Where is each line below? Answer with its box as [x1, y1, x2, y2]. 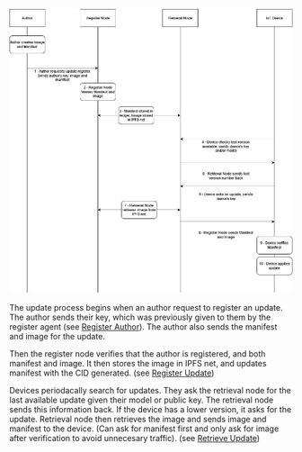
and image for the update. [9, 330, 106, 341]
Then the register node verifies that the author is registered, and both [9, 348, 266, 359]
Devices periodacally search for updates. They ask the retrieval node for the [9, 384, 292, 395]
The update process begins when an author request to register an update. [9, 302, 283, 312]
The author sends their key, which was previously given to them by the [9, 312, 271, 322]
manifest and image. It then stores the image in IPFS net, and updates [9, 357, 267, 368]
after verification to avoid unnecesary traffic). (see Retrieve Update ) [9, 432, 261, 443]
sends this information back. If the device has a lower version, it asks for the [9, 403, 292, 414]
